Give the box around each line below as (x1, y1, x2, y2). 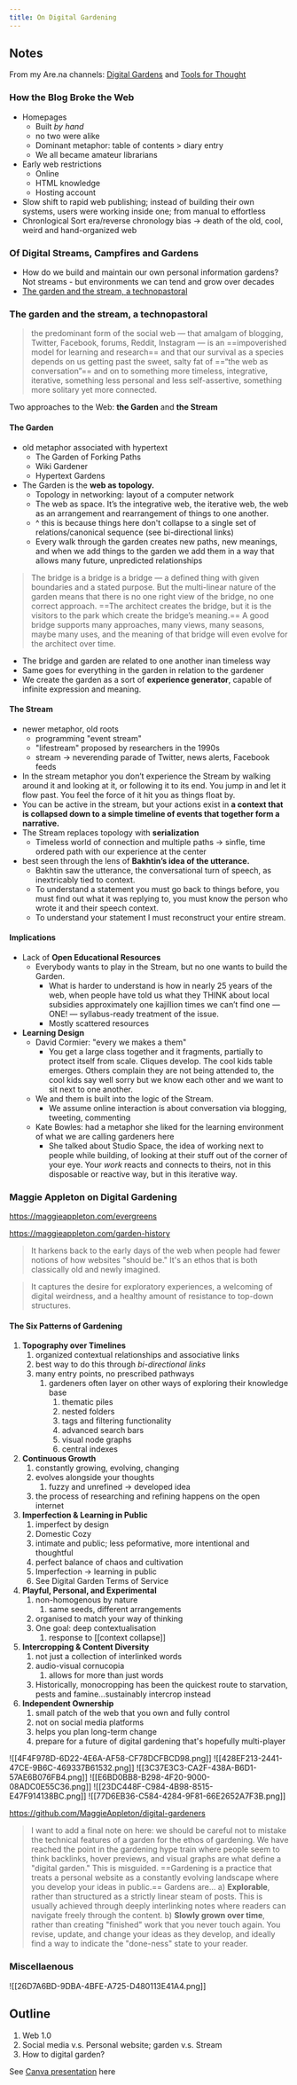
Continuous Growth (21, 1454, 97, 1464)
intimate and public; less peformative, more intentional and (35, 1538, 250, 1548)
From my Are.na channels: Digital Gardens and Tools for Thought (9, 69, 246, 80)
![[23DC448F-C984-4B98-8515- (93, 1782, 214, 1792)
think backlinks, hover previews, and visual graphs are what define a (30, 1854, 282, 1864)
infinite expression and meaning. (21, 684, 142, 694)
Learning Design (21, 1027, 85, 1038)
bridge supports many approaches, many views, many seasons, (30, 619, 265, 630)
